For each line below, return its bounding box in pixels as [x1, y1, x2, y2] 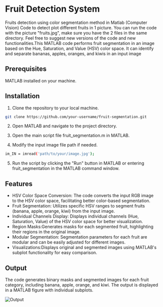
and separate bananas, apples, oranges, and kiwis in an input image [5, 50, 142, 57]
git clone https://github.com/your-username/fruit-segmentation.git [5, 114, 147, 119]
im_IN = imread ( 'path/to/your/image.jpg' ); [5, 151, 95, 157]
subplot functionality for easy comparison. [12, 250, 97, 256]
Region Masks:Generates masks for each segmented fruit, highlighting [12, 224, 154, 230]
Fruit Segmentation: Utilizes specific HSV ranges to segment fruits [12, 203, 145, 209]
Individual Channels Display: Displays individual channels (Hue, [12, 213, 139, 219]
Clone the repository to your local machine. [12, 105, 99, 111]
